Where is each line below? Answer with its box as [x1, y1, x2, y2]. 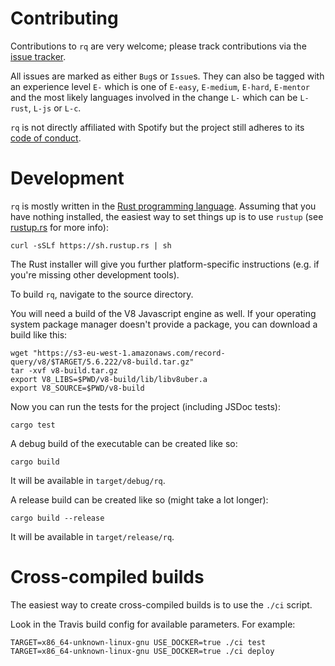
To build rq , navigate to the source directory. [10, 288, 194, 300]
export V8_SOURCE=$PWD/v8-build [10, 383, 145, 393]
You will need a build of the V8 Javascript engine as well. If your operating [10, 307, 317, 319]
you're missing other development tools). [10, 268, 180, 281]
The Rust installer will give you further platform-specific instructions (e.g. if [10, 258, 320, 270]
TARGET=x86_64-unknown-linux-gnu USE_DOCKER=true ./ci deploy [10, 646, 275, 656]
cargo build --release [10, 513, 105, 523]
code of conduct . [10, 132, 82, 144]
